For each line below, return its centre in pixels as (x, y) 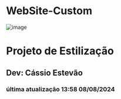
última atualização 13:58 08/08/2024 (60, 90)
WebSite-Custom (49, 11)
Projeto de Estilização (60, 51)
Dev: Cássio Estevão (45, 73)
